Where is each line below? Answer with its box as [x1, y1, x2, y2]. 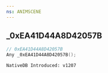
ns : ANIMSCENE [6, 8, 42, 15]
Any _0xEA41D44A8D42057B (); [6, 52, 77, 58]
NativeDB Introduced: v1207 [6, 63, 77, 69]
